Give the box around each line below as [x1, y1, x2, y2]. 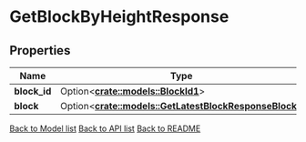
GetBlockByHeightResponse [9, 6, 229, 27]
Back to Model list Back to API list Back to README [9, 123, 201, 134]
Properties [9, 43, 71, 58]
